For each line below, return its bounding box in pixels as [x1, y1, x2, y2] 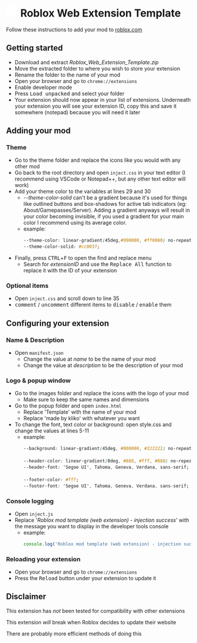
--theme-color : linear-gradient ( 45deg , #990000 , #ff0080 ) [23, 238, 166, 244]
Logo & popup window [6, 377, 71, 385]
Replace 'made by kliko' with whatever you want [23, 415, 140, 422]
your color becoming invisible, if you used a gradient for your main [23, 213, 184, 220]
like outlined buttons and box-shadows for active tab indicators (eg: [23, 201, 187, 208]
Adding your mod [6, 126, 71, 136]
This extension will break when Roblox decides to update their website [6, 618, 176, 625]
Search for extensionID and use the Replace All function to [23, 261, 172, 268]
